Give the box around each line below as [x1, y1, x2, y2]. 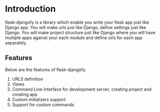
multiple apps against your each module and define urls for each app [5, 35, 143, 41]
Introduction [5, 3, 56, 14]
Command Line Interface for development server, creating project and [12, 86, 152, 92]
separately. [5, 40, 28, 45]
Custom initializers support [12, 97, 66, 102]
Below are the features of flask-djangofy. [5, 67, 87, 72]
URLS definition [12, 76, 44, 82]
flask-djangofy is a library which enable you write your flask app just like [5, 19, 149, 25]
